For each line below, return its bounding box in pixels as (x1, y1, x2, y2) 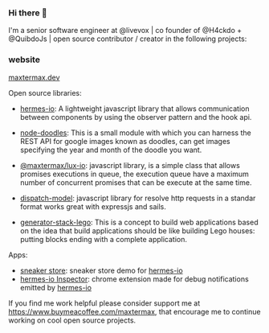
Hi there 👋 (8, 7, 48, 18)
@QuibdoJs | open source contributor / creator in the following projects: (8, 34, 247, 43)
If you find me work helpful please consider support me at (8, 298, 201, 308)
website (8, 54, 40, 65)
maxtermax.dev (8, 72, 60, 82)
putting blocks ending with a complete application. (19, 234, 187, 244)
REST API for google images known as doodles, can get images (19, 136, 230, 146)
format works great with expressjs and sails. (19, 201, 166, 212)
